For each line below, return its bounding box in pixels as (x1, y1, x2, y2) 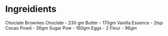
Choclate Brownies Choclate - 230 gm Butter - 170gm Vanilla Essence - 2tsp (5, 20, 163, 26)
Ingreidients (5, 3, 57, 15)
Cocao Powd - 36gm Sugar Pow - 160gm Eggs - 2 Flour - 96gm (5, 25, 137, 31)
